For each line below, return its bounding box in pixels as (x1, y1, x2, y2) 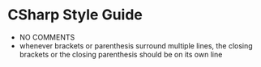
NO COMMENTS (19, 32, 75, 42)
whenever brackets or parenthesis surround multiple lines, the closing (19, 40, 253, 50)
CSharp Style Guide (7, 6, 143, 24)
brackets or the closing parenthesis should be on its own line (19, 49, 223, 59)
